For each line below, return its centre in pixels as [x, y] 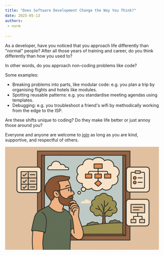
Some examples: [22, 75]
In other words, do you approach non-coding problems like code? [71, 66]
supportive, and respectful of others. [42, 140]
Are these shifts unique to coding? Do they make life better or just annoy [78, 120]
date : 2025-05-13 [23, 15]
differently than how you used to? [39, 56]
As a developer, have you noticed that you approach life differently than [77, 46]
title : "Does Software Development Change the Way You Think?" [71, 10]
